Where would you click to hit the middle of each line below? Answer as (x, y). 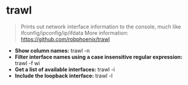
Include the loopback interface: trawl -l (63, 76)
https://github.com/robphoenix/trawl (65, 39)
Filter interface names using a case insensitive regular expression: (98, 57)
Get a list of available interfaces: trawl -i (65, 69)
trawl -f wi (27, 63)
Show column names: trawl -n (52, 50)
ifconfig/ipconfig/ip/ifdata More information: (74, 32)
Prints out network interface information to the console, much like (101, 27)
